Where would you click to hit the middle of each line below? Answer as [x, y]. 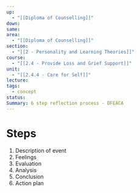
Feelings [26, 157]
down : [13, 23]
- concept [24, 92]
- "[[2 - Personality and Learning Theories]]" [73, 52]
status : [16, 97]
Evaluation [28, 164]
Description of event [41, 150]
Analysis [26, 170]
